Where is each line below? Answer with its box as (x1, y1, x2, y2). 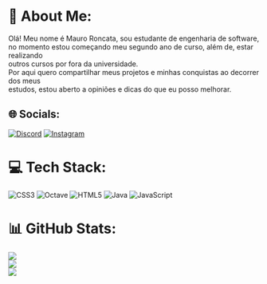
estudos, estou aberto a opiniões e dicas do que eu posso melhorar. (8, 84, 232, 94)
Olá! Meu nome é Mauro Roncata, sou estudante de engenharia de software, (8, 34, 260, 43)
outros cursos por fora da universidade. (8, 59, 139, 69)
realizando (8, 50, 43, 60)
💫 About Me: (8, 7, 92, 26)
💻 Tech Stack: (8, 158, 107, 176)
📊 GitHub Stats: (8, 219, 117, 238)
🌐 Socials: (8, 108, 61, 121)
